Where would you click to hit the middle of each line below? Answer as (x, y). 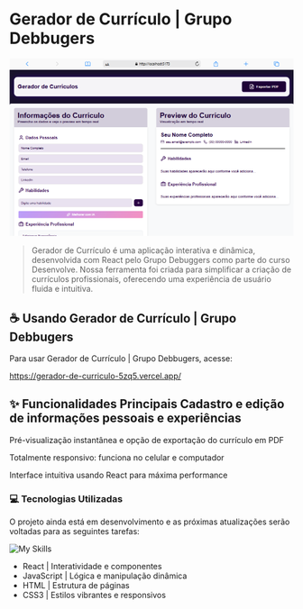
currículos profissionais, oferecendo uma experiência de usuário (151, 279)
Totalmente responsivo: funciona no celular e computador (117, 457)
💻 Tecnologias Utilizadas (66, 498)
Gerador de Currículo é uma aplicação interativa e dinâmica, (143, 250)
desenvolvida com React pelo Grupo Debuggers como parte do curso (161, 260)
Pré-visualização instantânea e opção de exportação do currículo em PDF (147, 440)
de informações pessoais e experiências (125, 418)
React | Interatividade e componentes (92, 567)
